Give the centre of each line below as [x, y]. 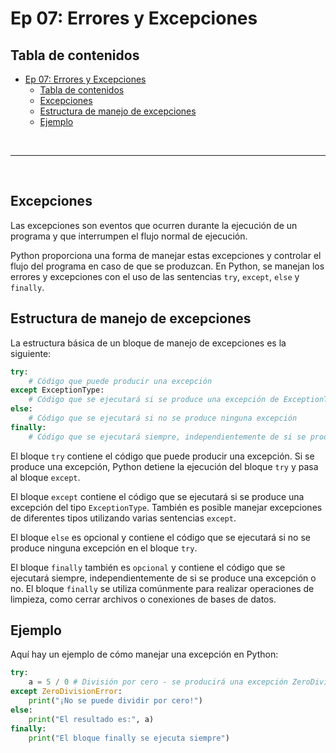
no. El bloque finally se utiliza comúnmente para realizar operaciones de [162, 588]
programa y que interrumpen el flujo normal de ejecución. [129, 236]
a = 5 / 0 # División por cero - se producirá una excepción [158, 682]
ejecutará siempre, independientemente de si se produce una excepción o [163, 578]
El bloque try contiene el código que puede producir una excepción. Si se [162, 456]
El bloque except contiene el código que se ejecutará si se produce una [157, 496]
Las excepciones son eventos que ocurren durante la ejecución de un [154, 225]
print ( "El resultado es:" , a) [91, 719]
